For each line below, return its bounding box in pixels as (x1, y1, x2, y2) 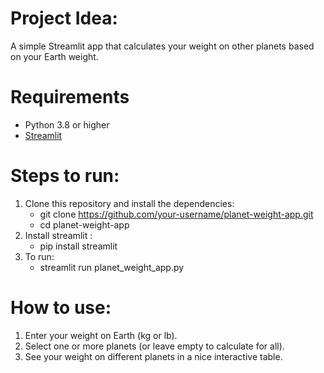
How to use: (10, 297, 112, 319)
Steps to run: (10, 165, 120, 187)
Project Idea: (10, 7, 118, 30)
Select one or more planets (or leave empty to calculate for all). (24, 340, 285, 352)
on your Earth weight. (10, 50, 99, 62)
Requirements (10, 86, 130, 109)
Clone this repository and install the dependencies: (24, 197, 235, 209)
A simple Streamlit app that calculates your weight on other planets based (10, 40, 315, 52)
